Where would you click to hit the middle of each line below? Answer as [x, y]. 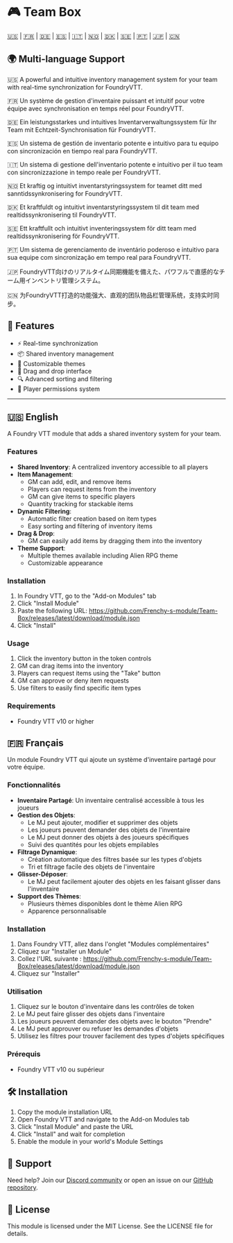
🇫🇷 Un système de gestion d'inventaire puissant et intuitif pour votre [106, 101]
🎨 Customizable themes [51, 363]
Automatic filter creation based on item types [92, 518]
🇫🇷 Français [35, 743]
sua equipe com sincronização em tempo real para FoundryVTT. [99, 257]
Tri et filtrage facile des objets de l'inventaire [91, 867]
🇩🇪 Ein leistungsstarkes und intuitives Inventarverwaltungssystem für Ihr [112, 122]
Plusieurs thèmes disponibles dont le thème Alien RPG [105, 903]
